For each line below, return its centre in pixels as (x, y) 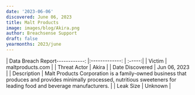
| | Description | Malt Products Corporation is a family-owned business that (96, 73)
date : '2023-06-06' (30, 11)
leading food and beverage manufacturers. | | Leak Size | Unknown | (88, 86)
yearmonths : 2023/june (34, 45)
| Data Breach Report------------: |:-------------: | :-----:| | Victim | (86, 61)
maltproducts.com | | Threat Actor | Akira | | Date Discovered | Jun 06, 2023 (98, 67)
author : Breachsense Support (42, 33)
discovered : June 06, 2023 (39, 17)
